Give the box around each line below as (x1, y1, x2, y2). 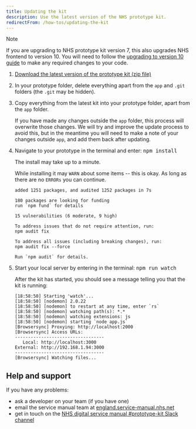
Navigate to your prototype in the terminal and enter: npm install (14, 147, 178, 154)
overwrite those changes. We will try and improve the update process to (14, 124, 189, 131)
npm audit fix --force (14, 244, 70, 250)
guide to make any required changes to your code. (6, 59, 129, 66)
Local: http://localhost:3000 (22, 339, 97, 346)
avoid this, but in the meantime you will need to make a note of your (14, 130, 179, 137)
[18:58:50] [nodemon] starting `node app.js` (14, 319, 128, 325)
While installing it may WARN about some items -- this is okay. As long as (14, 170, 187, 177)
